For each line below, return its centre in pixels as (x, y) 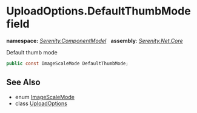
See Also (23, 82)
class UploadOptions (41, 103)
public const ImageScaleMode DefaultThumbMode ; (68, 63)
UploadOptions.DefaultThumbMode (98, 11)
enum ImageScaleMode (45, 97)
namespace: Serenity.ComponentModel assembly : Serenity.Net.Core (95, 40)
